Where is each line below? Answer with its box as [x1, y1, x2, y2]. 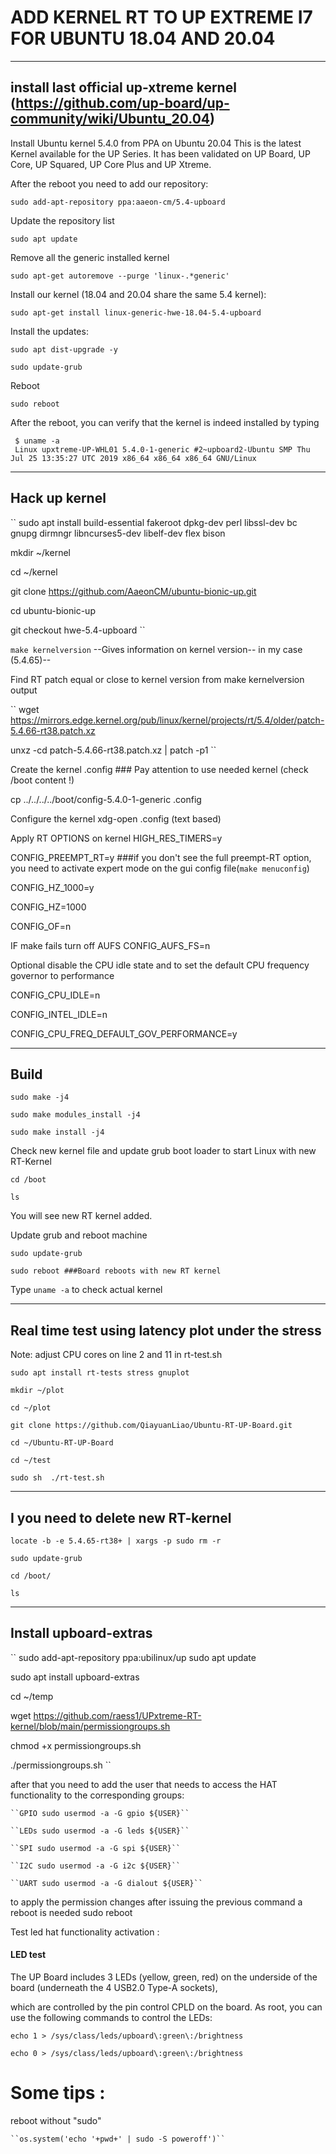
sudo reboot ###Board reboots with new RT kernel [10, 1266, 222, 1276]
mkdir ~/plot [10, 1386, 65, 1396]
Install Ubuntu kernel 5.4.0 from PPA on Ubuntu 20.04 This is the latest [10, 137, 302, 149]
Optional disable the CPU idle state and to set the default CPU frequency [10, 959, 310, 971]
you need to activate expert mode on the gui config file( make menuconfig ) [10, 862, 310, 874]
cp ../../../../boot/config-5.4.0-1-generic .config [10, 793, 202, 805]
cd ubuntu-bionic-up [10, 604, 96, 616]
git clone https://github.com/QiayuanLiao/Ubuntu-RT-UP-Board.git [10, 1421, 293, 1431]
